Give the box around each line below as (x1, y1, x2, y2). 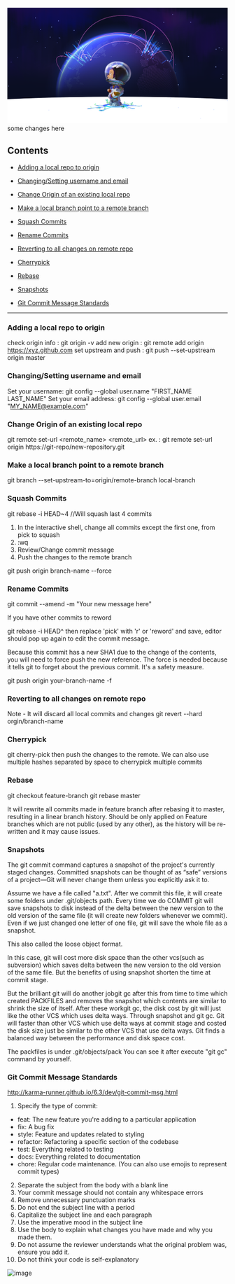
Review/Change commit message (17, 545, 115, 554)
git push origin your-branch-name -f (7, 676, 112, 685)
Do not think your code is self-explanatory (17, 1255, 139, 1264)
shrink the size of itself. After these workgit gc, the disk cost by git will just (7, 1004, 222, 1012)
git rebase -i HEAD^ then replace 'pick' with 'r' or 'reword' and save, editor (7, 627, 222, 635)
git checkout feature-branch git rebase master (7, 791, 141, 800)
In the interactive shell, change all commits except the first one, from (17, 523, 215, 531)
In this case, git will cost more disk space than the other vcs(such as (7, 954, 204, 962)
